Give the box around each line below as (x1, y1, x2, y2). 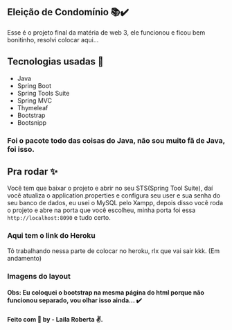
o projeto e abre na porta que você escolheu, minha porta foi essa (7, 206, 196, 214)
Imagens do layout (7, 271, 71, 281)
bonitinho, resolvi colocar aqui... (7, 35, 99, 44)
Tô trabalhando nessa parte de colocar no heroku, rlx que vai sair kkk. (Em (7, 246, 220, 255)
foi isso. (7, 144, 35, 154)
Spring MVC (17, 96, 53, 105)
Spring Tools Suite (17, 89, 70, 97)
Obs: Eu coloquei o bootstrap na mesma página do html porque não (7, 288, 204, 297)
